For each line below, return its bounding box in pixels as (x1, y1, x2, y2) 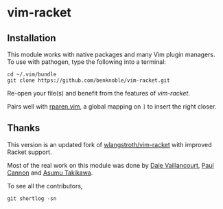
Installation (7, 32, 56, 44)
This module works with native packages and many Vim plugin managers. (7, 50, 215, 58)
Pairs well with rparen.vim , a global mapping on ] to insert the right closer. (7, 102, 217, 111)
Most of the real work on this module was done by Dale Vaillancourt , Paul (7, 161, 214, 169)
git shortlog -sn (7, 195, 57, 202)
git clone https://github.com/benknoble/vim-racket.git (7, 77, 170, 84)
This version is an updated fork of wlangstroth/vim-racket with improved (7, 140, 212, 148)
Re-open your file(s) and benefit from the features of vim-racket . (7, 89, 191, 97)
